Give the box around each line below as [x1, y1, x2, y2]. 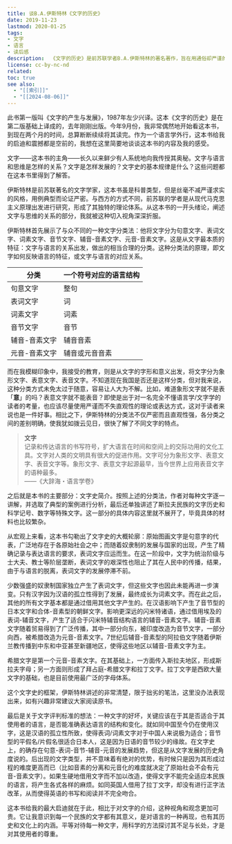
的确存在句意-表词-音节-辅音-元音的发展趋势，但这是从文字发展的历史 [19, 746, 218, 754]
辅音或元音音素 [63, 349, 113, 357]
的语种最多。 [23, 469, 61, 476]
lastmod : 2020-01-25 [7, 23, 67, 30]
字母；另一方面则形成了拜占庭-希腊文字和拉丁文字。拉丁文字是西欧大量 [19, 665, 222, 673]
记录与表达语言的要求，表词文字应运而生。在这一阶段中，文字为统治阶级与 [12, 549, 225, 558]
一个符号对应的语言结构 [63, 271, 140, 279]
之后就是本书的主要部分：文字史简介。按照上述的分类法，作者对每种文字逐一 [7, 491, 225, 500]
